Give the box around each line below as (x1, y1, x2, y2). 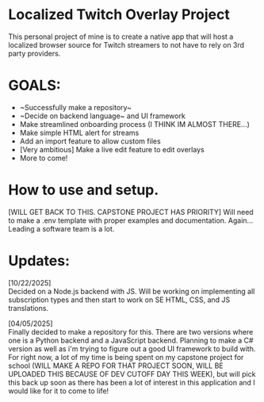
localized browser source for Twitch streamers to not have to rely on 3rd (8, 40, 244, 49)
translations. (8, 303, 49, 312)
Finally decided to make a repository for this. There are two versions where (8, 327, 254, 336)
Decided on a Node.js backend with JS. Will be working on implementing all (8, 286, 255, 296)
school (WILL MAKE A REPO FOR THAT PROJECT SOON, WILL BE (8, 361, 224, 370)
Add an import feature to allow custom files (19, 136, 161, 146)
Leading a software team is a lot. (8, 224, 115, 233)
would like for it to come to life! (8, 386, 109, 396)
